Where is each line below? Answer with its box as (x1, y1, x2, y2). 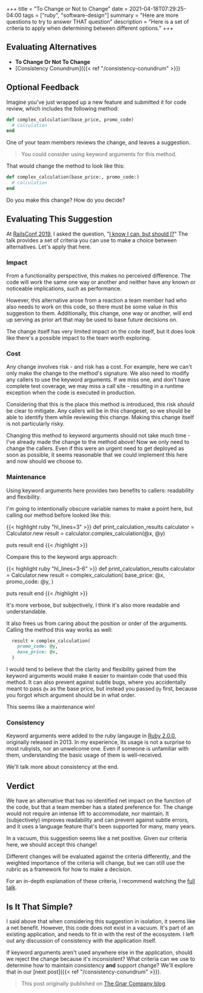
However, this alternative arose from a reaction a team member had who (6, 296, 187, 304)
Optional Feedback (6, 82, 79, 93)
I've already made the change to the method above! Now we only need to (6, 438, 190, 446)
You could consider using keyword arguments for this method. (21, 151, 177, 158)
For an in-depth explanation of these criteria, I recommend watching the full (6, 878, 195, 885)
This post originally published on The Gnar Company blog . (21, 980, 167, 987)
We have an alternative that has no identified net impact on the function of (6, 797, 192, 804)
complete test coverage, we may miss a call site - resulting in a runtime (6, 383, 184, 390)
